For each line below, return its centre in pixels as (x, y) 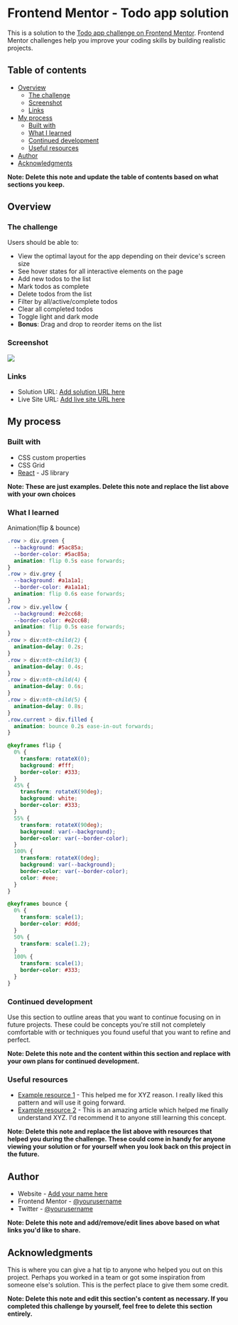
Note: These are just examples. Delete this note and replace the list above (118, 486)
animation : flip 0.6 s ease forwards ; (70, 594)
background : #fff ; (47, 765)
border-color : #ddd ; (50, 924)
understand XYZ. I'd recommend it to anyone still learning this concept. (122, 1118)
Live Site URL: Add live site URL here (71, 399)
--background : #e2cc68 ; (49, 613)
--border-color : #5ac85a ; (52, 554)
